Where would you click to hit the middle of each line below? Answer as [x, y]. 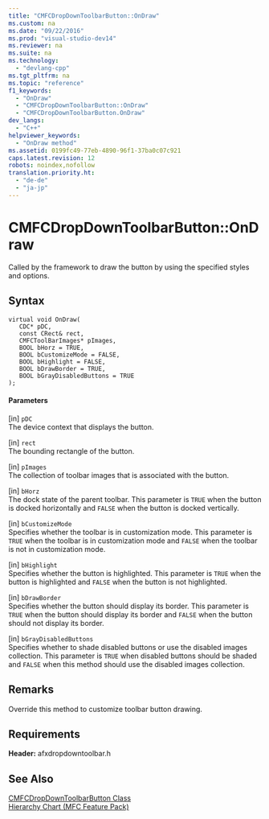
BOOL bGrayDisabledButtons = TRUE [77, 376]
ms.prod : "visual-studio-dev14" [62, 38]
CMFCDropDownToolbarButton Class [69, 798]
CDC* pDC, [35, 327]
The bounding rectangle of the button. [71, 451]
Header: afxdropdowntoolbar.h [59, 754]
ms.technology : [34, 61]
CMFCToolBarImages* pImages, [67, 340]
